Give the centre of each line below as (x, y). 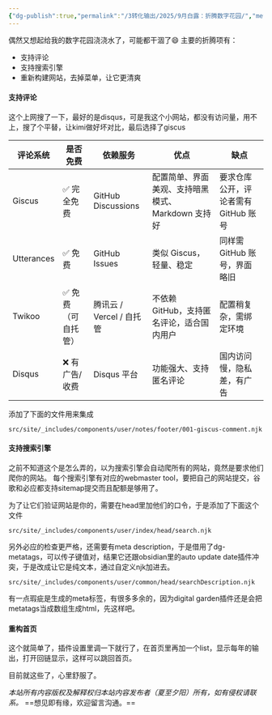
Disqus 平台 (115, 374)
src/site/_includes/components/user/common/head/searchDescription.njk (132, 583)
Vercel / (108, 317)
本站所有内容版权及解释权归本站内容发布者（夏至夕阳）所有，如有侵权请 (129, 692)
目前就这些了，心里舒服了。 (55, 675)
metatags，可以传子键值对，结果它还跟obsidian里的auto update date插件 (130, 557)
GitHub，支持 (178, 310)
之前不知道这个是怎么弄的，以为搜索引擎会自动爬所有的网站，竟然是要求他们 (136, 468)
